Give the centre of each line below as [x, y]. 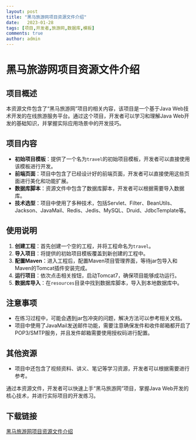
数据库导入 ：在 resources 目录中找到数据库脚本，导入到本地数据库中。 [99, 282]
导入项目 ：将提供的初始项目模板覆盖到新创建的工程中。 [81, 253]
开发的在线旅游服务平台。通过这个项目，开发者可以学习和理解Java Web [98, 116]
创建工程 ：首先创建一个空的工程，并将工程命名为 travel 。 [84, 246]
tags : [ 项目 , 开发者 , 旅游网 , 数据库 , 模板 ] [50, 28]
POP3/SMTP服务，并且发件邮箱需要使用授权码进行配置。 [84, 333]
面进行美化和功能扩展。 [43, 181]
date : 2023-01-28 [30, 22]
